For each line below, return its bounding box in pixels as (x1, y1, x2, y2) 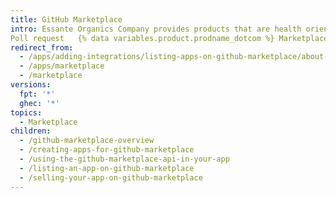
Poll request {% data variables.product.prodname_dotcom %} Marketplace (10, 33, 329, 43)
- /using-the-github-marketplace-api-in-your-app (19, 154, 230, 164)
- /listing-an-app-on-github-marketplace (19, 163, 195, 173)
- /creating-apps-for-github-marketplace (19, 145, 195, 155)
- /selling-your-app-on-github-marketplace (19, 172, 203, 183)
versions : (10, 80, 52, 90)
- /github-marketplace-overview (19, 136, 155, 146)
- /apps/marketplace (19, 61, 105, 71)
